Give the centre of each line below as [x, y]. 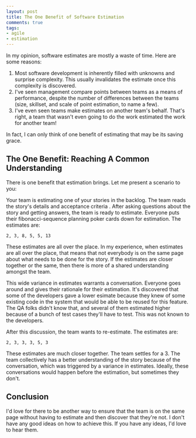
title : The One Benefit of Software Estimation [65, 17]
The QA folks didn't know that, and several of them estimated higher [88, 308]
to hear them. [22, 430]
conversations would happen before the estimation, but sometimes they [93, 372]
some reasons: [24, 62]
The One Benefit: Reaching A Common [78, 159]
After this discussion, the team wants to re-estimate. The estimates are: [92, 332]
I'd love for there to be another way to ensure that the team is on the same [96, 411]
